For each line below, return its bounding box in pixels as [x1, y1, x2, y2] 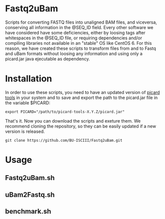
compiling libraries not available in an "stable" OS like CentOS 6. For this [5, 40, 152, 46]
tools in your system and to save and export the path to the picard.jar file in [5, 94, 158, 100]
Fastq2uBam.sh [5, 174, 55, 182]
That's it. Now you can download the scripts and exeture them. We [5, 118, 141, 124]
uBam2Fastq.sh [5, 190, 55, 199]
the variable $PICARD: [5, 99, 50, 106]
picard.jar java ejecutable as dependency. [5, 56, 90, 62]
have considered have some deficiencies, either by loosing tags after [5, 30, 146, 35]
